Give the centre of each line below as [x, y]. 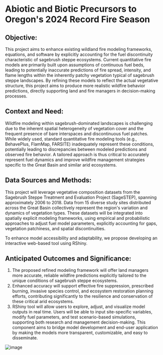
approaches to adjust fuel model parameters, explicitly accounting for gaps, [81, 223]
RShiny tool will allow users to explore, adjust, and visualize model [79, 307]
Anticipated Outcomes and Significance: [68, 259]
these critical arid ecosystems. [43, 302]
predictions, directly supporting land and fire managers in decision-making [80, 91]
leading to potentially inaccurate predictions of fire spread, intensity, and [78, 70]
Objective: [21, 37]
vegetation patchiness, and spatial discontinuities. [55, 228]
